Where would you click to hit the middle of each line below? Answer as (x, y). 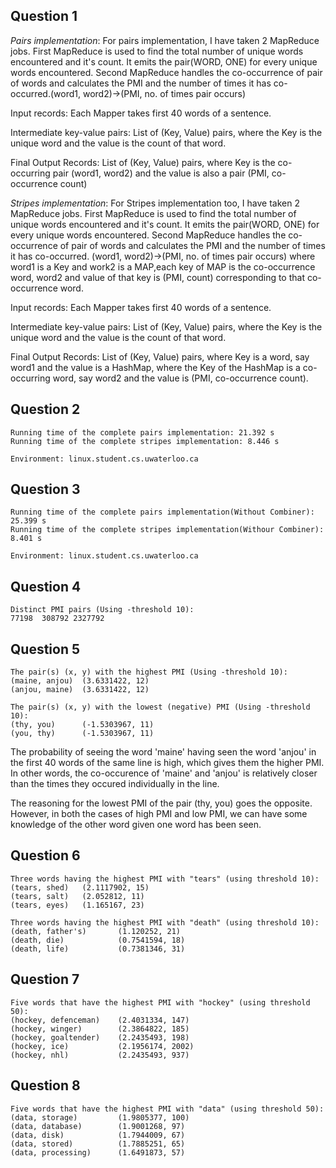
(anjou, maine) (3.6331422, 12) (80, 690)
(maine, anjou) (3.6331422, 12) (80, 681)
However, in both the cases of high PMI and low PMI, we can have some (159, 814)
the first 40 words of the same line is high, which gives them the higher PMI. (167, 763)
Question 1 (44, 16)
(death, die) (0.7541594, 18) (98, 940)
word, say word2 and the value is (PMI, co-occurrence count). (180, 378)
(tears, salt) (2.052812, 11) (77, 896)
